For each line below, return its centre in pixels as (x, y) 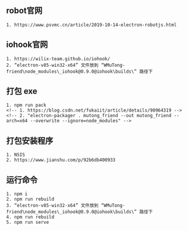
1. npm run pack (26, 105)
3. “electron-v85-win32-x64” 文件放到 (53, 206)
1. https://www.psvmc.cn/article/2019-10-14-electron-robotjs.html (92, 25)
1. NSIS (16, 155)
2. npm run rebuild (30, 199)
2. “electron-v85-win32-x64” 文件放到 (53, 65)
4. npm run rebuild (30, 217)
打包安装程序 (30, 141)
